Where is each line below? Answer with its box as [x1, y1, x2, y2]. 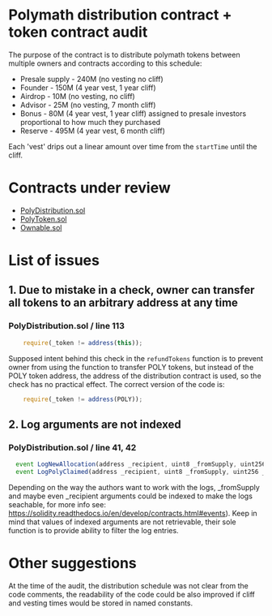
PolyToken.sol [19, 213, 67, 224]
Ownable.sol [19, 222, 62, 232]
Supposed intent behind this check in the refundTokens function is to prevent [8, 353, 264, 363]
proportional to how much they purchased [19, 117, 161, 127]
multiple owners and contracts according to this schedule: [8, 58, 202, 68]
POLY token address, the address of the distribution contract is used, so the [8, 371, 261, 381]
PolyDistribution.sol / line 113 [8, 321, 125, 332]
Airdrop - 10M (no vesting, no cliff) [19, 91, 135, 101]
